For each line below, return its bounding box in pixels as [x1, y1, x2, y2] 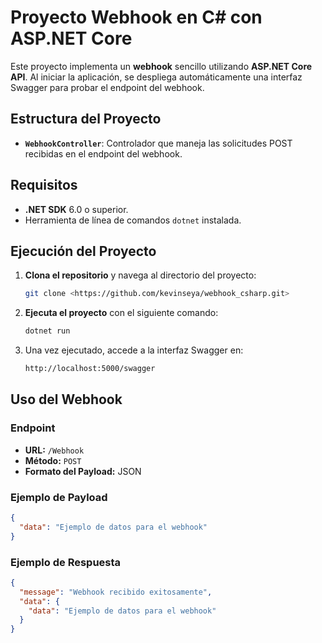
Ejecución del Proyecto [10, 242, 157, 260]
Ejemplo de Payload [10, 490, 108, 504]
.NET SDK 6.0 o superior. [24, 203, 129, 215]
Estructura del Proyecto [10, 111, 162, 128]
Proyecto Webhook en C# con [10, 6, 263, 29]
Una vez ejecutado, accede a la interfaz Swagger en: [24, 344, 244, 356]
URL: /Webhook [24, 444, 85, 456]
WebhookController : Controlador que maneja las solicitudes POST [24, 137, 293, 149]
